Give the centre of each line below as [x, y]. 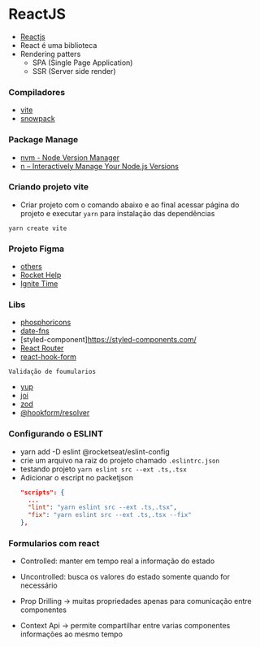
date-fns [35, 331]
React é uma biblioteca [58, 45]
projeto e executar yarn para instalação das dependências [117, 213]
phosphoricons [45, 323]
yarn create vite [38, 228]
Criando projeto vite [49, 187]
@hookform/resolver [55, 413]
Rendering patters [50, 54]
